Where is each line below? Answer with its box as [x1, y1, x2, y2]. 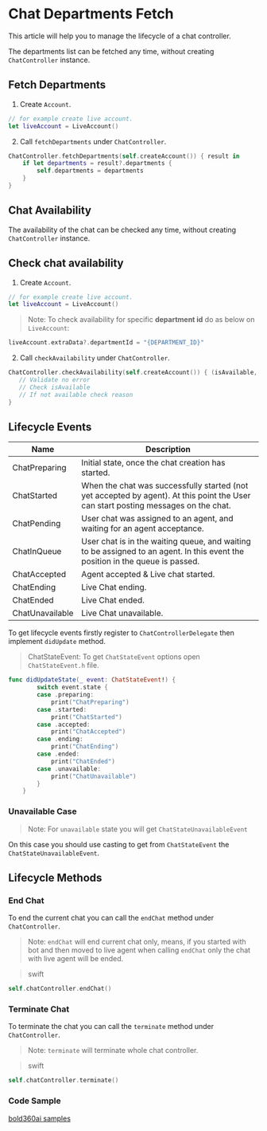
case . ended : [37, 750, 80, 758]
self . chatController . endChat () [8, 985, 112, 993]
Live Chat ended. [81, 595, 145, 606]
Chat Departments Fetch [8, 5, 174, 23]
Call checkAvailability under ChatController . [19, 353, 171, 363]
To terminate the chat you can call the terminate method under [8, 1022, 215, 1031]
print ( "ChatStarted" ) [50, 713, 123, 721]
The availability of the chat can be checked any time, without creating [8, 225, 237, 234]
